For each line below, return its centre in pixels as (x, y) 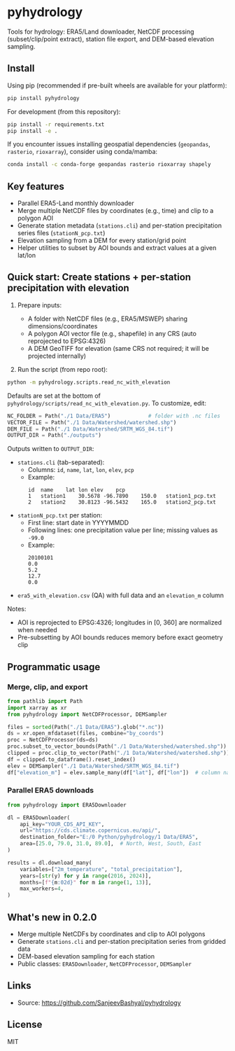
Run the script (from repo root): (63, 369)
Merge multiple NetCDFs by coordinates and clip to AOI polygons (111, 934)
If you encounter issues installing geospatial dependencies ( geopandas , (109, 144)
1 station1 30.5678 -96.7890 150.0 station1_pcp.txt (122, 496)
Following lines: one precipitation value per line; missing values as (123, 530)
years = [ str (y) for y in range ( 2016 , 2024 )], (86, 876)
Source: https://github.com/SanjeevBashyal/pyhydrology (99, 1003)
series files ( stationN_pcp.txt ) (61, 233)
